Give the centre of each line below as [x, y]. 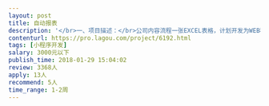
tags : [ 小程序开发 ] [38, 45]
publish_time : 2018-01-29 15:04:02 [68, 61]
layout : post [30, 16]
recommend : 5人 [33, 82]
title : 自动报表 [33, 23]
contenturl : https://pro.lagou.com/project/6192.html [100, 38]
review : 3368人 [33, 68]
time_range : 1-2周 [38, 90]
